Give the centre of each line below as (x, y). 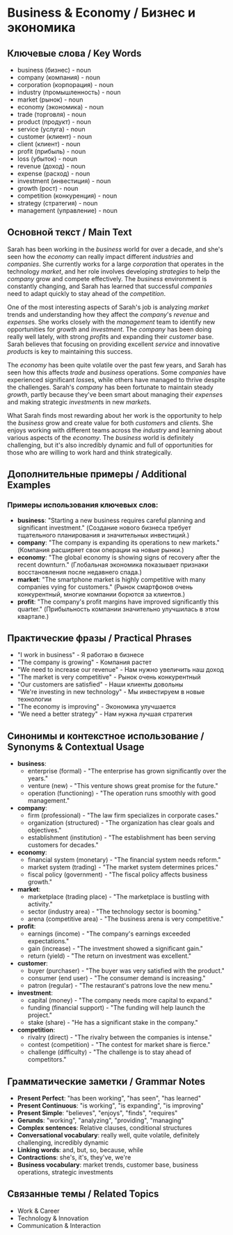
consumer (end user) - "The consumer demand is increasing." (117, 978)
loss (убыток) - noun (47, 159)
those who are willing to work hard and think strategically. (90, 452)
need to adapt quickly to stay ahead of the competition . (87, 293)
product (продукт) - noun (54, 122)
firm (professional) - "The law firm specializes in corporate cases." (123, 815)
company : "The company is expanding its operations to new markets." (119, 542)
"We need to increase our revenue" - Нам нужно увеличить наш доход (120, 670)
